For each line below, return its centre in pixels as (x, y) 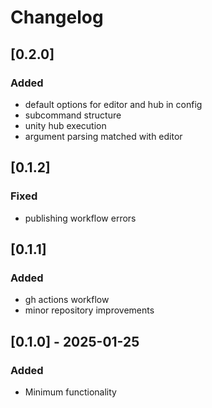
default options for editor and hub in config (113, 104)
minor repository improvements (89, 310)
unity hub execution (65, 125)
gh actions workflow (67, 300)
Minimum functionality (70, 392)
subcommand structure (73, 115)
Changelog (57, 17)
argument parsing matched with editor (103, 136)
